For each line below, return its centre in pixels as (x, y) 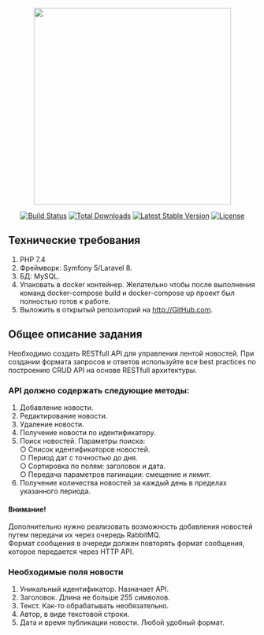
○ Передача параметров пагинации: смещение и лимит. (115, 474)
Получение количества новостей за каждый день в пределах (123, 482)
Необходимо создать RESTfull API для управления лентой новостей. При (131, 353)
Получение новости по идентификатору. (87, 432)
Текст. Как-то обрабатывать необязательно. (94, 606)
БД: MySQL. (40, 276)
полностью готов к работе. (65, 301)
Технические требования (74, 240)
